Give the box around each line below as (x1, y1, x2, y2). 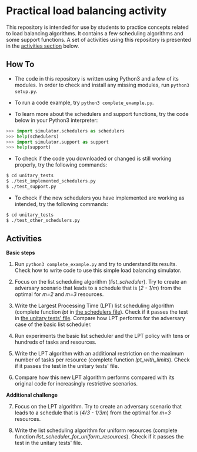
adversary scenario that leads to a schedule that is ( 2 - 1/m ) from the (14, 284, 181, 292)
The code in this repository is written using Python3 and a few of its (14, 75, 179, 82)
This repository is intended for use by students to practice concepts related (6, 24, 189, 31)
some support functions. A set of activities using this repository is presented (6, 36, 191, 43)
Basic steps (6, 249, 35, 257)
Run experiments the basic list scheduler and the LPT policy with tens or (14, 333, 190, 340)
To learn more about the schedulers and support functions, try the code (14, 110, 189, 117)
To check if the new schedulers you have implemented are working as (14, 194, 185, 201)
